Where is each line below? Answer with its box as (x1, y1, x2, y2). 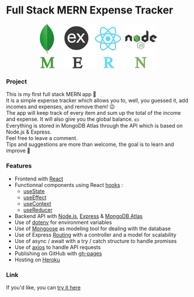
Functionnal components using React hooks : (14, 181, 123, 188)
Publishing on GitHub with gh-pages (14, 250, 102, 257)
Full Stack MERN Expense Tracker (6, 4, 174, 17)
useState (23, 187, 45, 194)
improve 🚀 (6, 147, 31, 154)
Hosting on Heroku (14, 256, 60, 263)
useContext (23, 200, 51, 207)
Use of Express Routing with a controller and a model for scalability (14, 231, 176, 238)
